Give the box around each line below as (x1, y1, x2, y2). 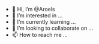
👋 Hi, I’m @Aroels (11, 6, 55, 12)
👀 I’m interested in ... (11, 12, 63, 19)
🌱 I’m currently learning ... (11, 18, 76, 25)
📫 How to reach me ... (11, 32, 68, 38)
